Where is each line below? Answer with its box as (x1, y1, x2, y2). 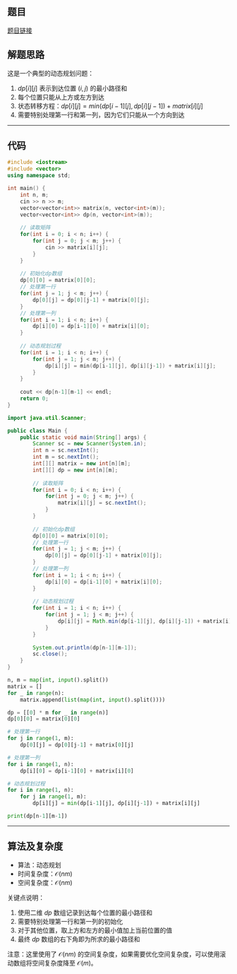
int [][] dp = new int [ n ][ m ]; (32, 467, 119, 474)
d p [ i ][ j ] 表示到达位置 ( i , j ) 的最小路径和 (17, 83, 128, 93)
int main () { (7, 185, 46, 192)
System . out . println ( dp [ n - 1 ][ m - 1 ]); (32, 644, 138, 651)
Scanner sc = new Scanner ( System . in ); (32, 440, 147, 447)
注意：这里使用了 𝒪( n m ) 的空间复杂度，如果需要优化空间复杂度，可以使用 (7, 949, 220, 958)
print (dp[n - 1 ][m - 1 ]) (7, 813, 68, 820)
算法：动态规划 (17, 860, 61, 869)
